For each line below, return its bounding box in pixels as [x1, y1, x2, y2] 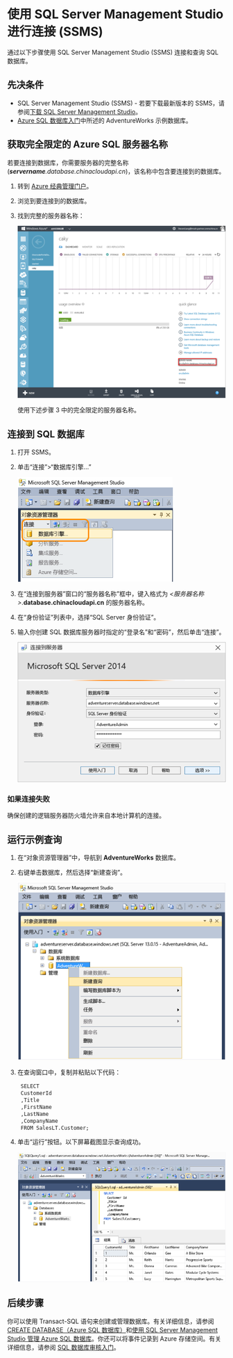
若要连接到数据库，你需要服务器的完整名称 [7, 158, 129, 167]
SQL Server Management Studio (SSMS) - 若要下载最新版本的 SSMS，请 [17, 99, 225, 107]
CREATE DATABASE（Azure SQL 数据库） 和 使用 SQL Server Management [7, 1325, 218, 1334]
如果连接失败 [7, 794, 51, 804]
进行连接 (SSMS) [7, 24, 103, 40]
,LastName [20, 1110, 49, 1118]
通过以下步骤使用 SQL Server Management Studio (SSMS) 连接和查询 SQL [7, 48, 219, 56]
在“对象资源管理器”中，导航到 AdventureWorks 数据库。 [17, 853, 180, 862]
